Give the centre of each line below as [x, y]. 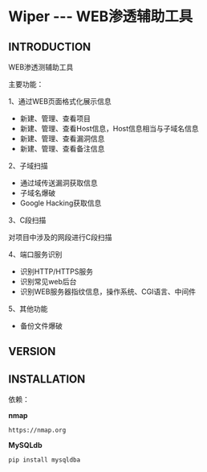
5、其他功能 [28, 308]
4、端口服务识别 [35, 254]
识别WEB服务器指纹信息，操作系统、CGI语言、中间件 [108, 292]
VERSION [32, 352]
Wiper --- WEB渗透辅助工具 [101, 17]
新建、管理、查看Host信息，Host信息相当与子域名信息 [109, 128]
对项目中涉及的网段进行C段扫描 [60, 237]
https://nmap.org [37, 431]
